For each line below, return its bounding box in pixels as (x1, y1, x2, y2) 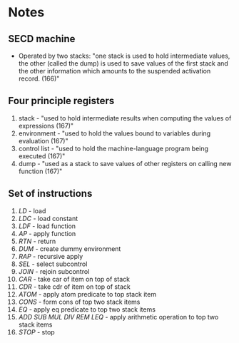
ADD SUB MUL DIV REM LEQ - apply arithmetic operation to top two (18, 312, 219, 321)
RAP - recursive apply (18, 252, 83, 260)
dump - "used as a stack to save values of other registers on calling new (18, 159, 232, 168)
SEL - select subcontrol (18, 260, 88, 268)
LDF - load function (18, 222, 76, 230)
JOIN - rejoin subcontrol (18, 267, 90, 275)
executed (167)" (18, 151, 66, 160)
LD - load (18, 206, 46, 215)
